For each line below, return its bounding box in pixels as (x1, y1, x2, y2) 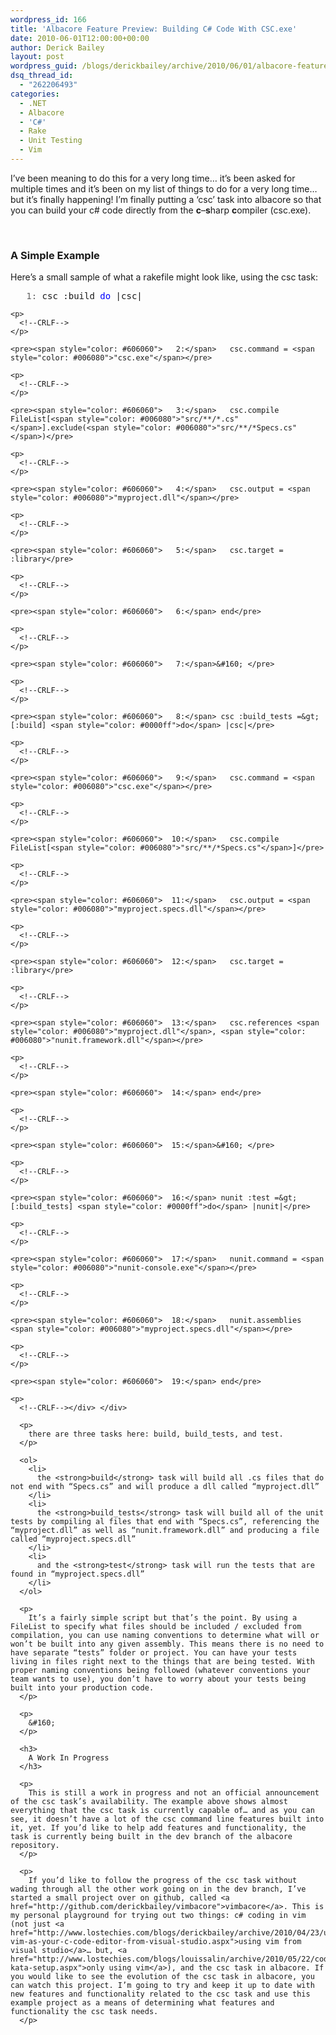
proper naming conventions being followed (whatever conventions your (10, 1666, 311, 1676)
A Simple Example (10, 248, 100, 262)
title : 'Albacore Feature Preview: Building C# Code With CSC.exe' (10, 24, 298, 34)
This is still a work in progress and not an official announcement (28, 1788, 320, 1798)
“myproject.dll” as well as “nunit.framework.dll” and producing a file (10, 1526, 320, 1536)
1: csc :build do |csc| (26, 291, 143, 302)
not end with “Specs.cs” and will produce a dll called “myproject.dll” (10, 1482, 320, 1492)
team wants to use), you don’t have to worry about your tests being (10, 1674, 307, 1685)
